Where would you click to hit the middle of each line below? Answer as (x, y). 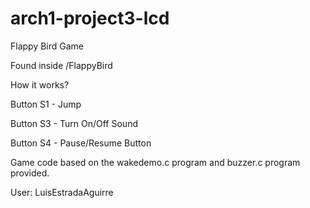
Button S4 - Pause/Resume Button (81, 143)
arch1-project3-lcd (90, 18)
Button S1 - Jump (46, 104)
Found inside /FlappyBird (61, 65)
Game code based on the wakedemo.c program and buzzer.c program (155, 162)
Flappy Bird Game (47, 46)
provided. (30, 173)
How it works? (40, 84)
